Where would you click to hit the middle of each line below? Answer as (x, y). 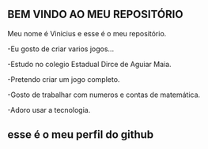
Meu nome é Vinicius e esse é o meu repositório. (87, 33)
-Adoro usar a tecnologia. (49, 110)
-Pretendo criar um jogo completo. (64, 79)
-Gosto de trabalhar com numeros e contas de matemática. (104, 95)
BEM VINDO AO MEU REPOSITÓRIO (95, 15)
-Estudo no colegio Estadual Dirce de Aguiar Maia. (89, 64)
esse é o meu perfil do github (81, 135)
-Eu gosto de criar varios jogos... (61, 49)
